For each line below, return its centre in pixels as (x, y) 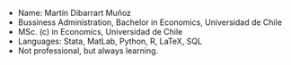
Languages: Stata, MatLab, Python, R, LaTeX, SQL (110, 41)
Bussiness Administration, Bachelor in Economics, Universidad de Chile (150, 22)
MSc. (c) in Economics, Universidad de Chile (100, 32)
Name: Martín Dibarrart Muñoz (75, 13)
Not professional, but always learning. (88, 51)
